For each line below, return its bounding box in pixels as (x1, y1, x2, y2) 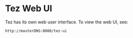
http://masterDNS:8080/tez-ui (5, 28, 67, 33)
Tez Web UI (5, 3, 53, 14)
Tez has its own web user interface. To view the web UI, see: (5, 19, 129, 25)
